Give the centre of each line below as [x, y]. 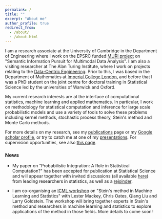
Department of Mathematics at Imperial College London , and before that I [79, 77]
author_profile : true [27, 23]
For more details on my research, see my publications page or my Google [79, 132]
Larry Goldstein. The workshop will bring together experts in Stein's [80, 201]
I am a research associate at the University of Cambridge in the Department [81, 51]
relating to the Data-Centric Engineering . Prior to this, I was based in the [78, 71]
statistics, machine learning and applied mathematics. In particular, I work [79, 102]
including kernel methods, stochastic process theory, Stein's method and [79, 117]
